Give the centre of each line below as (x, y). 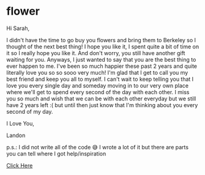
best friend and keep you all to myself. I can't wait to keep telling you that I (100, 79)
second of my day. (30, 111)
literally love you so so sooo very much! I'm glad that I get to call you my (97, 72)
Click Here (20, 165)
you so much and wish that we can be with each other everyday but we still (101, 99)
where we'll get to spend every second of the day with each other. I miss (98, 92)
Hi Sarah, (18, 28)
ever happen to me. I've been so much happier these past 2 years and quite (102, 66)
